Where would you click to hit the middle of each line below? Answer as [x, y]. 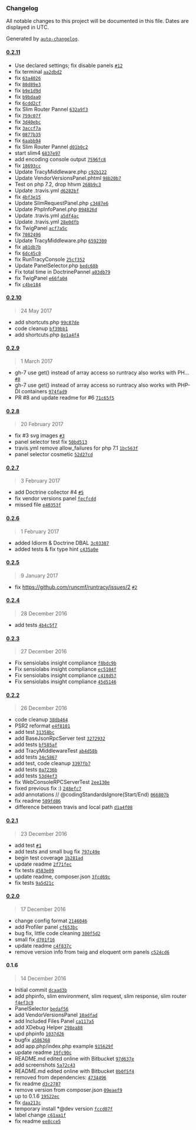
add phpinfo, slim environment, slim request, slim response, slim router [100, 996]
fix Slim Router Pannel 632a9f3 [51, 109]
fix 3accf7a [28, 128]
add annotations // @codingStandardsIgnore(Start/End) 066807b [92, 795]
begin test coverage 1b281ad [49, 858]
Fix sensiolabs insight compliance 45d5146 [65, 682]
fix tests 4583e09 [34, 870]
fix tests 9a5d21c [34, 883]
